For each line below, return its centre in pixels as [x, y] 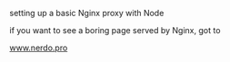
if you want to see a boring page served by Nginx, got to [115, 30]
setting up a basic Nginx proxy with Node [87, 13]
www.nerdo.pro [39, 48]
